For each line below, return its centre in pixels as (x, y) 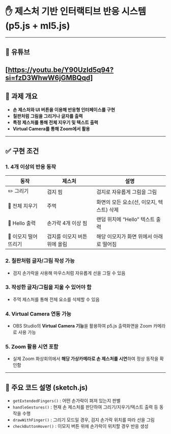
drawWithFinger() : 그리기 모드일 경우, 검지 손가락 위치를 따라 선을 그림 (84, 420)
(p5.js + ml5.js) (38, 26)
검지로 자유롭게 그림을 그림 (126, 192)
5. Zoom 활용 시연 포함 (32, 347)
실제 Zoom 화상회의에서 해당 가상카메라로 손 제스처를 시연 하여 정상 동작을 (85, 359)
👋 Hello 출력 (22, 223)
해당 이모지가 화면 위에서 (124, 237)
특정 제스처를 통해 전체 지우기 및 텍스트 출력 (55, 122)
